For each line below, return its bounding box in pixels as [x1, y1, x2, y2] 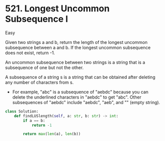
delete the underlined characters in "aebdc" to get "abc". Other [12, 94, 142, 100]
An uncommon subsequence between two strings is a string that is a [5, 59, 145, 65]
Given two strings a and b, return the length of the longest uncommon [5, 39, 148, 45]
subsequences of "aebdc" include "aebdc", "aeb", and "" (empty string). [12, 99, 160, 105]
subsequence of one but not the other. [5, 65, 84, 70]
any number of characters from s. [5, 79, 74, 85]
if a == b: [23, 118, 46, 123]
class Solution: [5, 109, 39, 114]
